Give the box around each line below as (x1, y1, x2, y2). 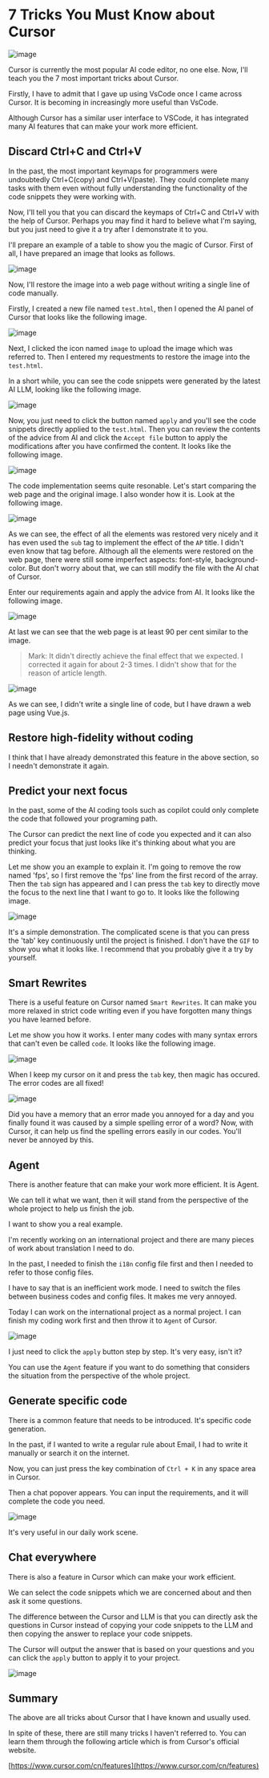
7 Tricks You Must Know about (8, 6, 215, 24)
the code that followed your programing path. (8, 814, 159, 824)
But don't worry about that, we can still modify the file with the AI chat (28, 563, 259, 573)
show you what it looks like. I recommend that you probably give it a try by (8, 944, 254, 954)
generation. (8, 1424, 46, 1433)
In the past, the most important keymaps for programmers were (8, 166, 218, 176)
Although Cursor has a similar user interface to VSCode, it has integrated (8, 112, 249, 122)
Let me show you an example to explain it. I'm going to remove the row (8, 862, 242, 872)
